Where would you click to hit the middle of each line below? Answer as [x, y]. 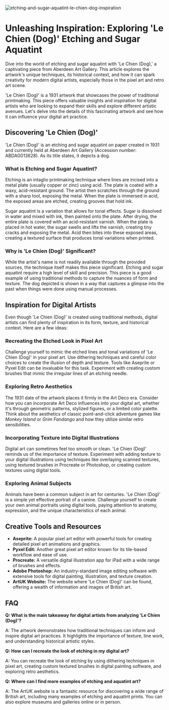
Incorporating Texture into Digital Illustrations [62, 438]
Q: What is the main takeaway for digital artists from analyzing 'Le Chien [83, 615]
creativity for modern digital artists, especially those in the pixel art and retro [84, 80]
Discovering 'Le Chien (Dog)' [52, 132]
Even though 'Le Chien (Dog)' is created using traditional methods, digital [81, 317]
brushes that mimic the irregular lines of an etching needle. [67, 373]
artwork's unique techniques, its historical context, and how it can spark [80, 74]
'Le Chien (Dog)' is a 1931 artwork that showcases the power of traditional [82, 95]
